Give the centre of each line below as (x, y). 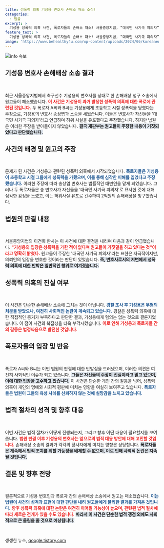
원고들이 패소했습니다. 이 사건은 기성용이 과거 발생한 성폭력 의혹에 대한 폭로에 (78, 102)
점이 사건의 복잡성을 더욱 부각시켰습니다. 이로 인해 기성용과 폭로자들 (88, 323)
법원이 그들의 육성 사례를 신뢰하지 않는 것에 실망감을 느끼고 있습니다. (78, 393)
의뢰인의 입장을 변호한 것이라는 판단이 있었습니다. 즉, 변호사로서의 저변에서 (76, 260)
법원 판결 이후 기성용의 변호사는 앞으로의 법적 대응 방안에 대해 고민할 (83, 438)
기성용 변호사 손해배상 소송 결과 (50, 73)
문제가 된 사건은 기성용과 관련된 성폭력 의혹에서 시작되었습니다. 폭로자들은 (75, 171)
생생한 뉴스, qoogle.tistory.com (36, 541)
